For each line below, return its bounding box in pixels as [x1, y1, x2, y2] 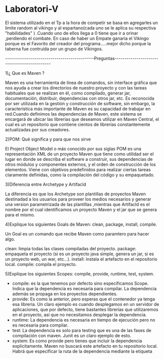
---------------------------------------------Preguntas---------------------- [5, 55, 159, 61]
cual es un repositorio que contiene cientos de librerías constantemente [5, 121, 151, 127]
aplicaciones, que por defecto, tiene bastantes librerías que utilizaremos [12, 306, 159, 312]
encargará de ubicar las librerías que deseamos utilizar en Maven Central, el [5, 116, 160, 122]
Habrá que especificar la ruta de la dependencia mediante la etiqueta [12, 348, 152, 354]
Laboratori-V [5, 3, 59, 15]
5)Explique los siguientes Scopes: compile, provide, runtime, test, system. [5, 270, 155, 276]
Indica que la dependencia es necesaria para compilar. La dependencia [12, 285, 157, 291]
